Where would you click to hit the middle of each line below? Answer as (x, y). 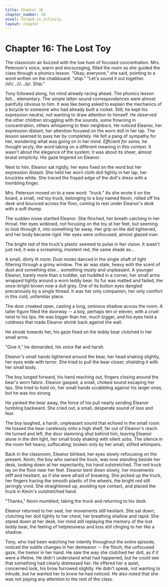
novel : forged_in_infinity (33, 19)
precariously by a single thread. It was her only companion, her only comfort (84, 291)
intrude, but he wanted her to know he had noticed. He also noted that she (82, 574)
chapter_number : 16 (25, 15)
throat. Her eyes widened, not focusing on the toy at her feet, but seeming (81, 224)
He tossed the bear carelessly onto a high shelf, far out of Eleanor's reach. (82, 429)
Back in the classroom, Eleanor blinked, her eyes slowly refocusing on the (81, 454)
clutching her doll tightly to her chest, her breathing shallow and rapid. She (82, 516)
